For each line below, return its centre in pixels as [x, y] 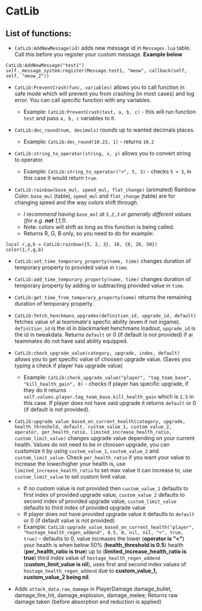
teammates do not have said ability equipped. [71, 341]
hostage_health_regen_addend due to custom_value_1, [90, 571]
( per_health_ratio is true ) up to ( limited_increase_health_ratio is [105, 551]
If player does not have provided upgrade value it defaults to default [109, 514]
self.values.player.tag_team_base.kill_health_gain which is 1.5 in [109, 396]
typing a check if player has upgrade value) [69, 366]
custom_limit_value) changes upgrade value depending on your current [104, 438]
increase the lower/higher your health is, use [70, 464]
